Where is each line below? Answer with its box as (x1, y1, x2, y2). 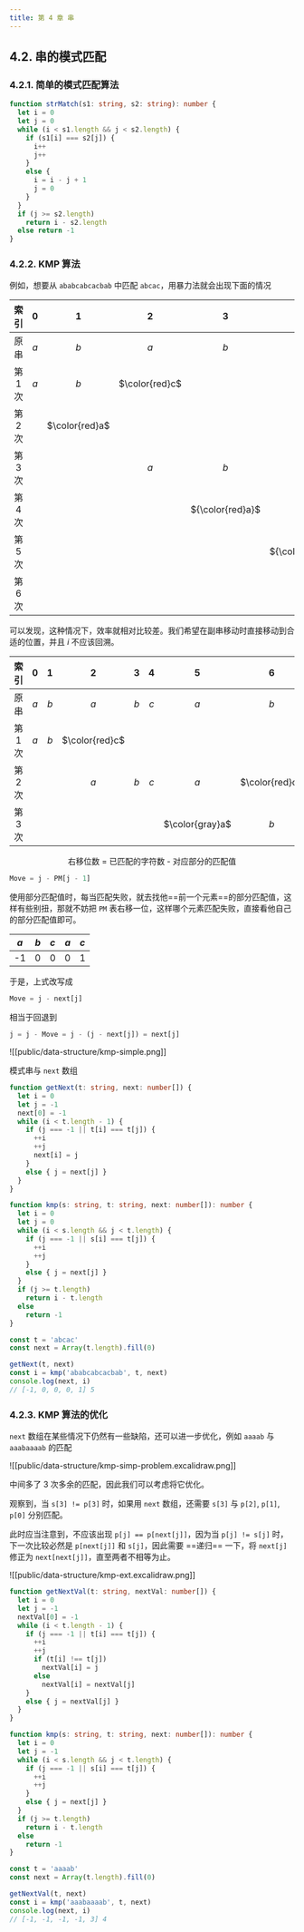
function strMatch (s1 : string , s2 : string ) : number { (9, 100, 217, 109)
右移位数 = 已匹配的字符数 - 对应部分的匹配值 (67, 856, 237, 867)
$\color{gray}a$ (163, 818, 233, 831)
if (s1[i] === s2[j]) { (25, 133, 116, 142)
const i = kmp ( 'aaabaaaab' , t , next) (9, 1898, 152, 1907)
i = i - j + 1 (33, 176, 88, 185)
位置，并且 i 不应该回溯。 (24, 637, 119, 648)
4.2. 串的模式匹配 (9, 49, 107, 64)
